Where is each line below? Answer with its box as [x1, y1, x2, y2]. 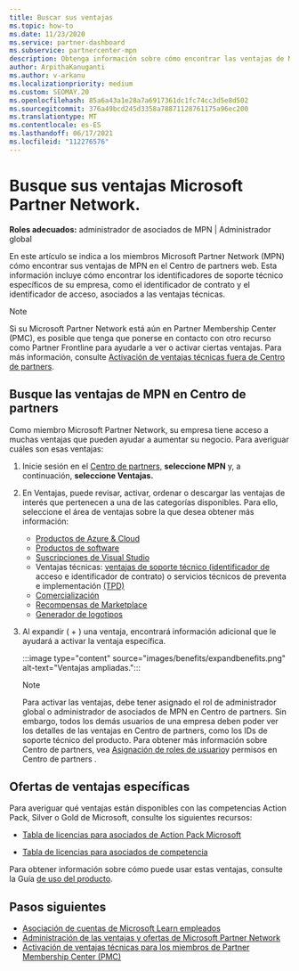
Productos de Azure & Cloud [35, 533, 141, 543]
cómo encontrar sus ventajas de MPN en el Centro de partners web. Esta [9, 260, 278, 271]
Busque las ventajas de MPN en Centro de [9, 387, 246, 402]
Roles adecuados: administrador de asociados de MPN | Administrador [9, 224, 271, 234]
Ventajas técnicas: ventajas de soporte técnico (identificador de [35, 561, 270, 572]
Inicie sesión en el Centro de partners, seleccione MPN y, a [21, 461, 241, 471]
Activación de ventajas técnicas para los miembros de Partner [21, 942, 250, 953]
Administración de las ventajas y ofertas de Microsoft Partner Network [21, 933, 281, 943]
